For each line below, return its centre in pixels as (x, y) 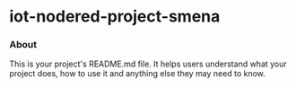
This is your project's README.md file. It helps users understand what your (148, 64)
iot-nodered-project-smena (115, 17)
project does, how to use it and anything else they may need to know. (138, 74)
